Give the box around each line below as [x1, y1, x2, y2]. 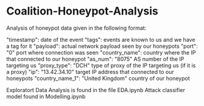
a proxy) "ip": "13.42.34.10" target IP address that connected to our [6, 68, 175, 75]
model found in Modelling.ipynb [6, 93, 86, 100]
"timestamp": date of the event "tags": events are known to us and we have [6, 36, 195, 43]
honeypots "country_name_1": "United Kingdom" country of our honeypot [6, 75, 190, 82]
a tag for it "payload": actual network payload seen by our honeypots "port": [6, 42, 198, 50]
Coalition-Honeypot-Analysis [6, 4, 158, 18]
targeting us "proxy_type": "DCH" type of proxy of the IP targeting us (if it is [6, 62, 196, 69]
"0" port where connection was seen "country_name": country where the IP [6, 48, 196, 56]
